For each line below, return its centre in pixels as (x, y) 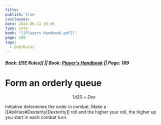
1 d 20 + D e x (84, 97)
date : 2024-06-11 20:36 (30, 24)
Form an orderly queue (53, 83)
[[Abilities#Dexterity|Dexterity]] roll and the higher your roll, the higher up (81, 112)
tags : (11, 42)
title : (12, 10)
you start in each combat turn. (36, 117)
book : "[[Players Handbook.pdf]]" (41, 33)
